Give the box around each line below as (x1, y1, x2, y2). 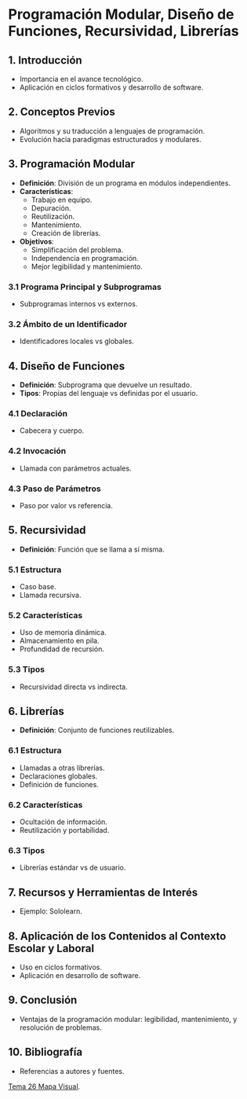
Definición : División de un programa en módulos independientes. (19, 178, 231, 188)
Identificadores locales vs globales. (19, 336, 135, 346)
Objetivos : (19, 236, 55, 246)
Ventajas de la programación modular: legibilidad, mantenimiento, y (19, 1014, 238, 1024)
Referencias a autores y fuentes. (19, 1066, 125, 1075)
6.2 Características (8, 799, 83, 810)
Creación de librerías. (31, 228, 101, 237)
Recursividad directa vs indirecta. (19, 682, 128, 691)
